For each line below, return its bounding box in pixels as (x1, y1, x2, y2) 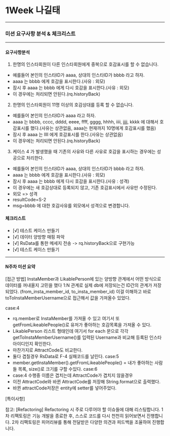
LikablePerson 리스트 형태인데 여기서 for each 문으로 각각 (12, 328, 129, 334)
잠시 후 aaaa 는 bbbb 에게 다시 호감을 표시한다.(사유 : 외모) (12, 84, 130, 91)
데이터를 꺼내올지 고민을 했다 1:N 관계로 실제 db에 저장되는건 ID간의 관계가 (5, 282, 153, 288)
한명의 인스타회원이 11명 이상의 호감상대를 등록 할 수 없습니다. (12, 102, 134, 108)
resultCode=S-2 (12, 197, 47, 203)
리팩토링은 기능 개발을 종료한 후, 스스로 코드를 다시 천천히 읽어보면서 (10, 413, 146, 419)
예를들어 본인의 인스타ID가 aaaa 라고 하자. (12, 112, 96, 119)
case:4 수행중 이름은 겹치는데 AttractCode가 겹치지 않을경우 (12, 372, 133, 378)
